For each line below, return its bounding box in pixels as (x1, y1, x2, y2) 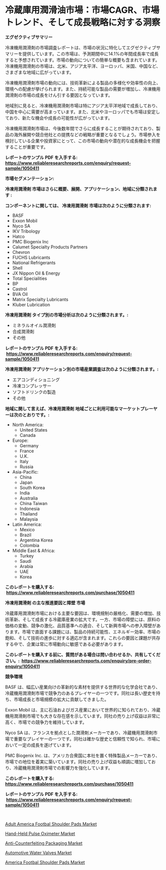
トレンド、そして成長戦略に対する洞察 (5, 17, 161, 28)
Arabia (19, 563, 34, 569)
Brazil (19, 532, 32, 538)
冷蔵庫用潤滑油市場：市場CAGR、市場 (5, 4, 160, 16)
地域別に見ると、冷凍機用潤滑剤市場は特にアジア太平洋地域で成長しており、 (5, 102, 161, 109)
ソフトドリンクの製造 (12, 389, 56, 395)
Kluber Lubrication (12, 302, 50, 308)
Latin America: (12, 521, 42, 527)
